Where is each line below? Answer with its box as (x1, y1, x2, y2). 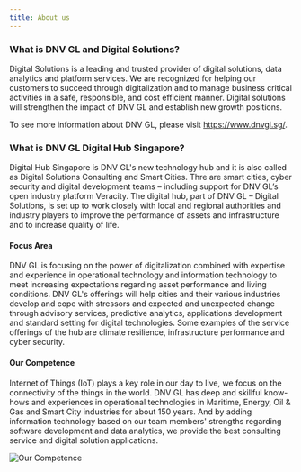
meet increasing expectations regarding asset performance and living (9, 279, 267, 290)
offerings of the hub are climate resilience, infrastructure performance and (9, 327, 285, 338)
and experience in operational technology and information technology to (9, 269, 277, 280)
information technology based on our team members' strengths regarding (9, 415, 282, 426)
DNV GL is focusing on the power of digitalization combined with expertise (9, 260, 286, 271)
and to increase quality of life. (9, 220, 120, 231)
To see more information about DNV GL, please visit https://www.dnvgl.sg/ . (9, 119, 288, 130)
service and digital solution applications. (9, 434, 159, 446)
